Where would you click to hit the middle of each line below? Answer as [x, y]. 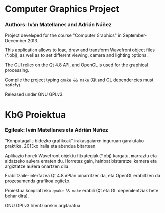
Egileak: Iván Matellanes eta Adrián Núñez [57, 130]
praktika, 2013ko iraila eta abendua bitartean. [51, 146]
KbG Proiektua [35, 114]
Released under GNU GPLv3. [34, 94]
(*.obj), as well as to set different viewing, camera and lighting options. [76, 55]
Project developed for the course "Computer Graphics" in [63, 35]
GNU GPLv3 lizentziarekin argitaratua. [44, 205]
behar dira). [17, 196]
